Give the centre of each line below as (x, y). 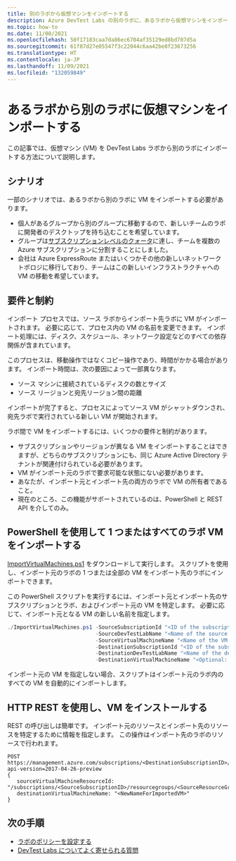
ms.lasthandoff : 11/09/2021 (48, 66)
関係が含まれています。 (41, 345)
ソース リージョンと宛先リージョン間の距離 (80, 393)
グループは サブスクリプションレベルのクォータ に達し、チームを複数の (119, 241)
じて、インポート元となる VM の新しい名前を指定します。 (90, 614)
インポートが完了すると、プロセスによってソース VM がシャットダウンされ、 (118, 408)
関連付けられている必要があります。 (94, 464)
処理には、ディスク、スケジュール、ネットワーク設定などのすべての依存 (123, 337)
